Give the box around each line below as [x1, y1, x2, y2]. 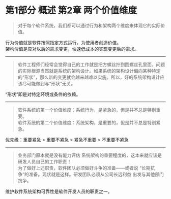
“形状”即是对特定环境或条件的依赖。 [5, 91, 81, 97]
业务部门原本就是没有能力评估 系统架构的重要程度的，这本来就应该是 [17, 152, 162, 158]
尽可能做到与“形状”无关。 [22, 80, 76, 86]
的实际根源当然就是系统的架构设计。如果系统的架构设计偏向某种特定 [17, 68, 161, 74]
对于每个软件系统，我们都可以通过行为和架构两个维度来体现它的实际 [17, 22, 161, 28]
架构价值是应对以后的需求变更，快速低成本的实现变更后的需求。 [5, 46, 139, 52]
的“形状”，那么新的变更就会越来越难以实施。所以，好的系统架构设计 [17, 74, 160, 80]
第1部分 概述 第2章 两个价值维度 [5, 5, 137, 16]
